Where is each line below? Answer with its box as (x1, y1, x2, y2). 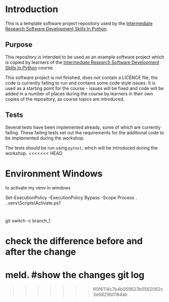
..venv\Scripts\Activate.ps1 (5, 200, 61, 206)
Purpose (5, 41, 33, 49)
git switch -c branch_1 (5, 217, 50, 223)
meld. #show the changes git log (5, 270, 145, 281)
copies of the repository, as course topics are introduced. (5, 96, 125, 102)
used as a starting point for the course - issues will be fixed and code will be (5, 85, 164, 91)
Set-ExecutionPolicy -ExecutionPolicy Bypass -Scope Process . (5, 194, 137, 201)
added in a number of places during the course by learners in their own (5, 90, 153, 97)
